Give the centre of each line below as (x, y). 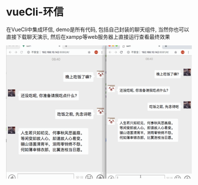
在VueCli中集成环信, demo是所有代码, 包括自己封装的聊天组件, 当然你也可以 (98, 29)
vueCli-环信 (35, 12)
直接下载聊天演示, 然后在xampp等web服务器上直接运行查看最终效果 (88, 36)
